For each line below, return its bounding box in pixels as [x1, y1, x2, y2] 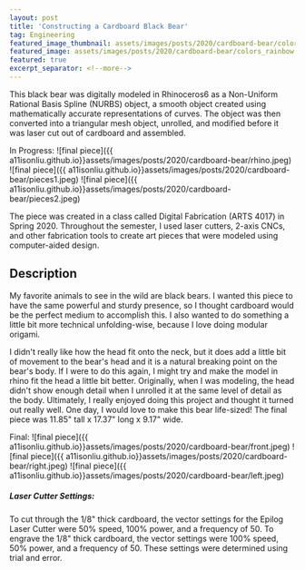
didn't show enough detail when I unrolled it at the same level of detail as [9, 385, 282, 396]
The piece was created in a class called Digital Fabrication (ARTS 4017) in [9, 211, 285, 221]
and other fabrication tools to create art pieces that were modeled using [9, 230, 279, 241]
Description [9, 266, 77, 281]
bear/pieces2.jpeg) [9, 192, 81, 204]
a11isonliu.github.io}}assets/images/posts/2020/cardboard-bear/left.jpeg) [9, 469, 284, 481]
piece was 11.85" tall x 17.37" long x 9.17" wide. [9, 414, 183, 425]
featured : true [9, 55, 67, 64]
